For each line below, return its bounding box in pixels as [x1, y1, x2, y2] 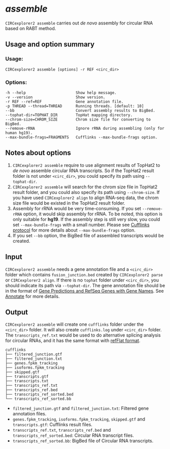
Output [5, 307, 28, 316]
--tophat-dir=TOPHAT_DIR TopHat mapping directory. [5, 113, 133, 118]
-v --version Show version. [5, 95, 106, 100]
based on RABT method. [5, 25, 56, 31]
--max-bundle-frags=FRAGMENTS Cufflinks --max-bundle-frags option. [5, 134, 158, 140]
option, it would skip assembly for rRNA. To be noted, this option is [23, 211, 163, 217]
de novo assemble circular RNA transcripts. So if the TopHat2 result [12, 167, 154, 174]
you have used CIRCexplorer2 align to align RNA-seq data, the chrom [12, 194, 159, 201]
